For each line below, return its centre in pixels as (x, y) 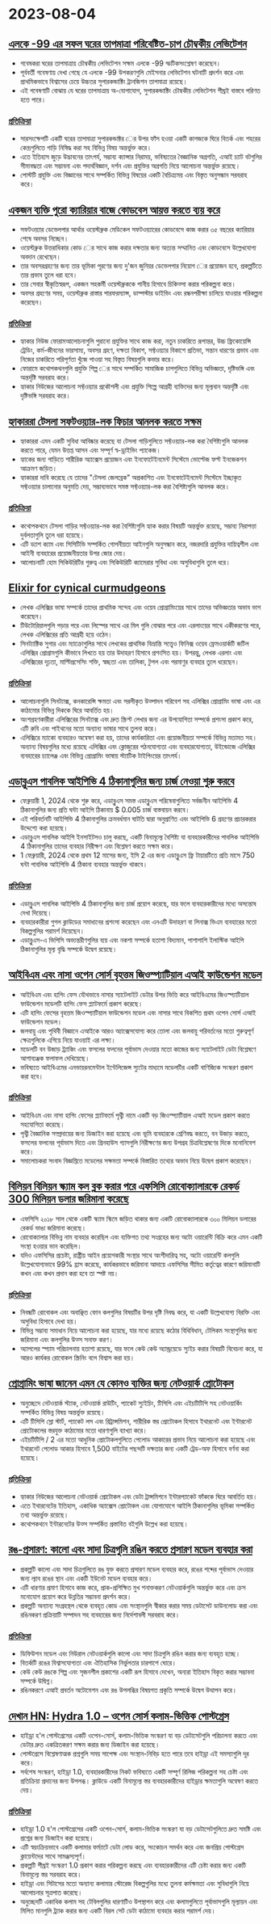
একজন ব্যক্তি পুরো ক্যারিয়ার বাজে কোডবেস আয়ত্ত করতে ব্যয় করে (114, 210)
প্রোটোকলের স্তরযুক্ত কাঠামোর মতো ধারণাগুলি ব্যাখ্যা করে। (83, 1430)
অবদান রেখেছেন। (41, 257)
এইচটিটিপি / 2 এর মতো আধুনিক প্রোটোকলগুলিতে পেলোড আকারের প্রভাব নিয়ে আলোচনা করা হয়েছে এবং (138, 1439)
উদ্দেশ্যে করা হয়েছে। (44, 828)
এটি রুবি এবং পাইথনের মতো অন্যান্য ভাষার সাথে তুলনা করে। (89, 728)
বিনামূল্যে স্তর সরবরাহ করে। (51, 1875)
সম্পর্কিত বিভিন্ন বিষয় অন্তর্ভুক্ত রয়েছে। (63, 1412)
